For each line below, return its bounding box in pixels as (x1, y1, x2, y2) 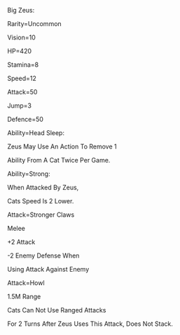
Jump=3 (7, 101, 32, 110)
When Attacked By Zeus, (7, 183, 79, 191)
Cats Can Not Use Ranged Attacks (7, 306, 106, 314)
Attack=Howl (7, 279, 45, 287)
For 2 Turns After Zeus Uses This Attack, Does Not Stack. (7, 320, 174, 328)
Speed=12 (7, 74, 36, 82)
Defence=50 (7, 115, 44, 123)
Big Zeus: (7, 6, 35, 14)
